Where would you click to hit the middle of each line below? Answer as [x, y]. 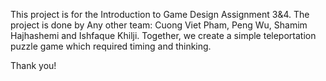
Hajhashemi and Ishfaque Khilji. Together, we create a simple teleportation [163, 35]
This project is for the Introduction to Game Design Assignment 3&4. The [160, 14]
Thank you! [33, 65]
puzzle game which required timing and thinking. [111, 46]
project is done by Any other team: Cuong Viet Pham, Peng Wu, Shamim [159, 25]
